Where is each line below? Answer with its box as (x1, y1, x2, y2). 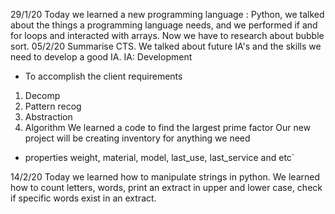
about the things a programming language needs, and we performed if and (10, 19, 318, 31)
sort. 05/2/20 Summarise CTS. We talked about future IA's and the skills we (10, 40, 322, 52)
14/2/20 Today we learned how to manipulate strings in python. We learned (10, 171, 321, 183)
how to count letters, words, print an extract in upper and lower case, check (10, 182, 323, 193)
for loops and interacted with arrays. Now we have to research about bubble (10, 30, 325, 41)
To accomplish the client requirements (24, 70, 183, 82)
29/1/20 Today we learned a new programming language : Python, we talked (10, 9, 325, 20)
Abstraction (24, 111, 73, 123)
